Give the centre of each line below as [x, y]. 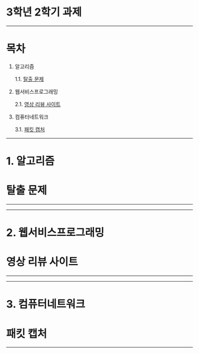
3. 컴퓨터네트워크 [46, 304]
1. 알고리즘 [31, 161]
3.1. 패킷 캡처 [30, 129]
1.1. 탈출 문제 [29, 79]
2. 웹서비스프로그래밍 [55, 233]
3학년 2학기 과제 [44, 12]
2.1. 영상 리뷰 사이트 [38, 104]
